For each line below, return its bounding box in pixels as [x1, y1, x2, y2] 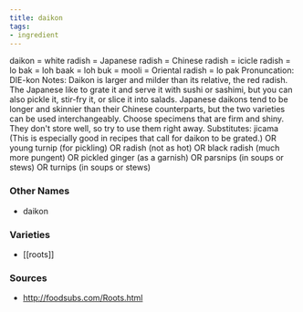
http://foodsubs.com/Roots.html [22, 293, 143, 304]
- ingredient [9, 30, 59, 39]
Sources [9, 271, 47, 284]
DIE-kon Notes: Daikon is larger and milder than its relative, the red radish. [9, 75, 288, 86]
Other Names [9, 184, 70, 197]
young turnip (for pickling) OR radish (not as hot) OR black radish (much [9, 142, 280, 153]
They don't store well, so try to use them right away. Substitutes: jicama [9, 123, 279, 134]
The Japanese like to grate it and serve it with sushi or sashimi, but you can [9, 84, 293, 96]
